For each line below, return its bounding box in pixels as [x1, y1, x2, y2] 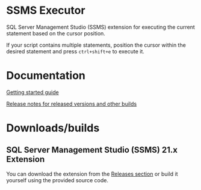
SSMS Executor [6, 4, 85, 17]
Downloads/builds [6, 121, 100, 135]
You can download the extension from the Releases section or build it [6, 170, 178, 177]
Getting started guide [6, 88, 59, 96]
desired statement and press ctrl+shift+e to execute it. [6, 47, 144, 55]
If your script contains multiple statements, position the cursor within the [6, 41, 187, 49]
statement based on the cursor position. [6, 29, 105, 37]
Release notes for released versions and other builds [6, 100, 137, 107]
